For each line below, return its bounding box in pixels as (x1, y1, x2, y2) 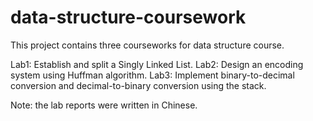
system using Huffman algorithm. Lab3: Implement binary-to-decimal (10, 69, 295, 81)
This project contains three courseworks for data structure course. (10, 39, 285, 51)
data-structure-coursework (10, 6, 247, 29)
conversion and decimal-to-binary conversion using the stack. (10, 79, 267, 91)
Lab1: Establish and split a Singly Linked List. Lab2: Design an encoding (10, 58, 304, 70)
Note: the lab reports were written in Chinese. (10, 99, 198, 111)
